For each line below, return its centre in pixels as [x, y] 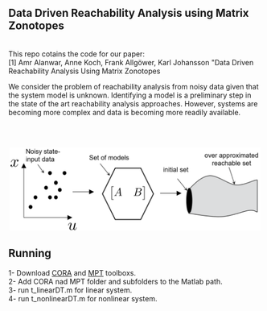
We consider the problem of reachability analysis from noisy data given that [133, 86]
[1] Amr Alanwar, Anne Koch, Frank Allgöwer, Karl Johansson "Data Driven [131, 62]
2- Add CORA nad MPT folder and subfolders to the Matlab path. [115, 281]
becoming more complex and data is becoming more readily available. [125, 112]
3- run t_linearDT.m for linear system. [70, 290]
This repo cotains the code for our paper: [76, 54]
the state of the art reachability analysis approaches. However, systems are [133, 103]
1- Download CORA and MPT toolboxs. [72, 272]
